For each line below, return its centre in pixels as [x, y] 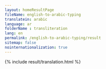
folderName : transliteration [36, 29]
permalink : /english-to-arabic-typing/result [53, 38]
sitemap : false [20, 43]
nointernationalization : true [36, 47]
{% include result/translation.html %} [43, 61]
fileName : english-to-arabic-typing [43, 15]
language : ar [18, 24]
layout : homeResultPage [29, 10]
